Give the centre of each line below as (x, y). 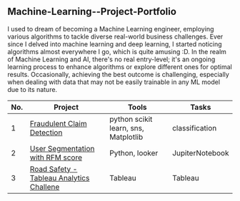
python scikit (131, 119)
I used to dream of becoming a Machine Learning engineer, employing (111, 29)
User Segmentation (62, 148)
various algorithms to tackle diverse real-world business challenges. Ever (115, 36)
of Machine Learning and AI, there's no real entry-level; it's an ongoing (111, 59)
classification (195, 128)
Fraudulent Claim (58, 123)
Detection (46, 133)
